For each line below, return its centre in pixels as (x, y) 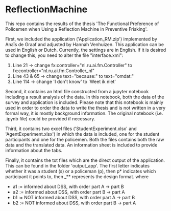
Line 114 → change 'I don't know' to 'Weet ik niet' (64, 81)
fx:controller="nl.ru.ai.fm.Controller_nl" (53, 71)
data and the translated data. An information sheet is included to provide (81, 145)
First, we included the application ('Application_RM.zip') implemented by (81, 39)
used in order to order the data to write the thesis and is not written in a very (86, 108)
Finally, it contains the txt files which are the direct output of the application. (85, 160)
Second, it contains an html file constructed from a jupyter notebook (77, 91)
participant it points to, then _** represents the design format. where (77, 176)
